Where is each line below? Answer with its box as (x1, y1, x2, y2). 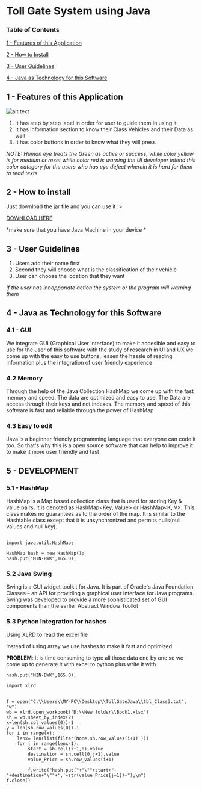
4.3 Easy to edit (6, 421, 53, 430)
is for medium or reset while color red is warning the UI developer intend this (6, 156, 196, 164)
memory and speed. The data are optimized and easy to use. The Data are (6, 394, 191, 401)
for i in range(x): (6, 730, 55, 737)
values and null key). (6, 522, 57, 530)
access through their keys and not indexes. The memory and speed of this (6, 400, 191, 407)
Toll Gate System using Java (6, 4, 151, 18)
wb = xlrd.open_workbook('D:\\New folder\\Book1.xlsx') (6, 709, 149, 716)
